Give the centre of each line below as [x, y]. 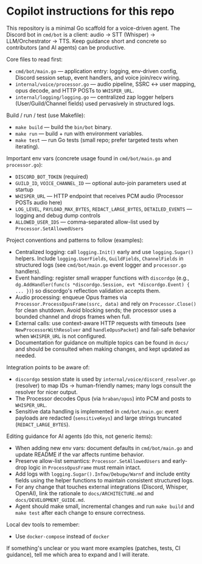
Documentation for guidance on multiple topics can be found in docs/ [102, 342]
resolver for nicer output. [46, 392]
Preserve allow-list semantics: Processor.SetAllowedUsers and [93, 460]
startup [24, 189]
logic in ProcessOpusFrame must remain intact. [85, 467]
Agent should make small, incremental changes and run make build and [105, 506]
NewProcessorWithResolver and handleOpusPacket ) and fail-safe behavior [105, 330]
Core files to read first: [34, 59]
